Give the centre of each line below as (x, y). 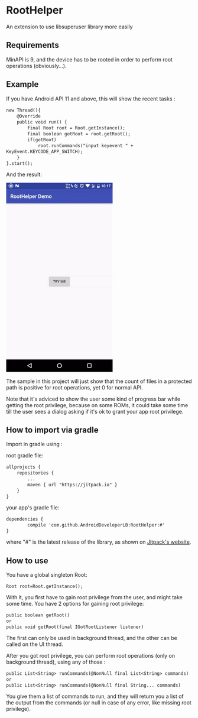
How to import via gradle (52, 430)
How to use (27, 561)
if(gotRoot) (42, 139)
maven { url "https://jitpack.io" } (72, 485)
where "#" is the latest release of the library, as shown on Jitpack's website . (99, 542)
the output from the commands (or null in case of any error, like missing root (99, 703)
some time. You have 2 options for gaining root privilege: (75, 604)
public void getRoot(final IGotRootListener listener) (75, 627)
